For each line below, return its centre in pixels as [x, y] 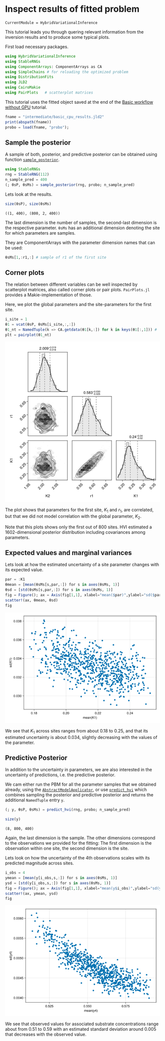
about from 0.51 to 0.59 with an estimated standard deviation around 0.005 [81, 1029]
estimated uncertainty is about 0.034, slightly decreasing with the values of [81, 737]
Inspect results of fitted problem [72, 9]
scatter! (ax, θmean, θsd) [31, 600]
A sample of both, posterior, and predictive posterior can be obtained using [81, 154]
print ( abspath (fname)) [28, 122]
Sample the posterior [38, 142]
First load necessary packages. [37, 46]
